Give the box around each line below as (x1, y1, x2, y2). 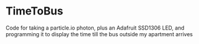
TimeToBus (5, 4, 64, 18)
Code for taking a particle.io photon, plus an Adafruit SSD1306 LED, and (5, 24, 185, 31)
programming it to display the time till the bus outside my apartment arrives (5, 30, 193, 37)
